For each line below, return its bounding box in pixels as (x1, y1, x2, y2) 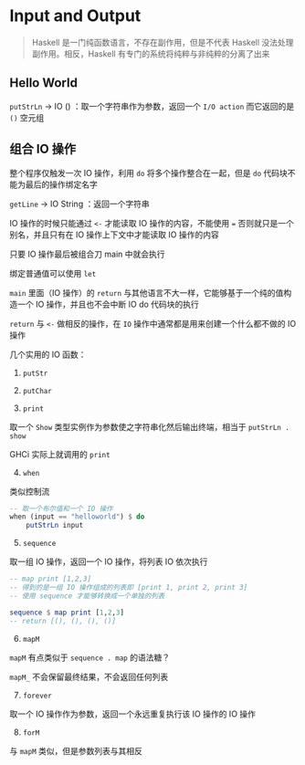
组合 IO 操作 (9, 141, 77, 157)
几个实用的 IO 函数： (9, 349, 87, 360)
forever (22, 691, 52, 700)
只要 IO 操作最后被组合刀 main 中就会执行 (9, 248, 166, 259)
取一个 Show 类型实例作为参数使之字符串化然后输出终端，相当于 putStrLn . (9, 421, 290, 432)
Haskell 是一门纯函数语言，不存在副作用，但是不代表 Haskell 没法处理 (31, 37, 294, 47)
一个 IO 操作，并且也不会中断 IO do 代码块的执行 (16, 299, 199, 309)
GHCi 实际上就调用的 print (9, 448, 111, 459)
